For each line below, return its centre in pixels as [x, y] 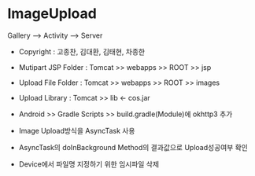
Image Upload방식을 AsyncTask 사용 [77, 130]
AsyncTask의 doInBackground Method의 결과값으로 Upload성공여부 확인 [133, 147]
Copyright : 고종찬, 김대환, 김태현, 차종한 [82, 51]
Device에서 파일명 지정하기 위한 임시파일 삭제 [89, 164]
